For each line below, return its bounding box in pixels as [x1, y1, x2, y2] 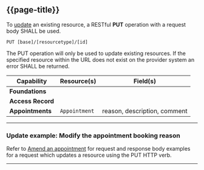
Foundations [9, 87, 47, 96]
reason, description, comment [102, 106, 188, 115]
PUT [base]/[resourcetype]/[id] [6, 39, 88, 45]
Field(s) [133, 77, 157, 85]
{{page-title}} [6, 5, 60, 15]
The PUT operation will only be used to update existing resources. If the [6, 50, 186, 57]
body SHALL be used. [6, 27, 61, 34]
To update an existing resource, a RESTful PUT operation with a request [6, 21, 186, 28]
